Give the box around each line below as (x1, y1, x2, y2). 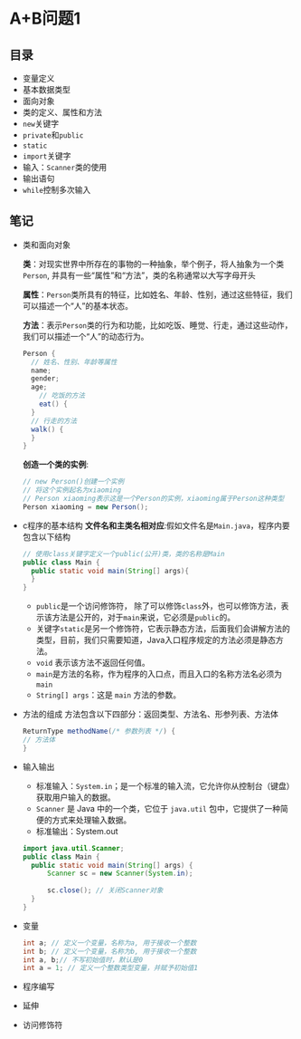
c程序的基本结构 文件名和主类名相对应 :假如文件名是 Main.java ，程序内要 (22, 520, 291, 531)
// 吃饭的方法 (39, 391, 86, 400)
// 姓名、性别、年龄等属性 (31, 357, 118, 367)
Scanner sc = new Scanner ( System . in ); (46, 869, 193, 879)
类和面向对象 (22, 239, 71, 250)
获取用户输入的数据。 (35, 792, 116, 803)
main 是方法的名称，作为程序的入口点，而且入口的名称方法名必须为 (35, 669, 283, 679)
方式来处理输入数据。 (52, 814, 132, 825)
